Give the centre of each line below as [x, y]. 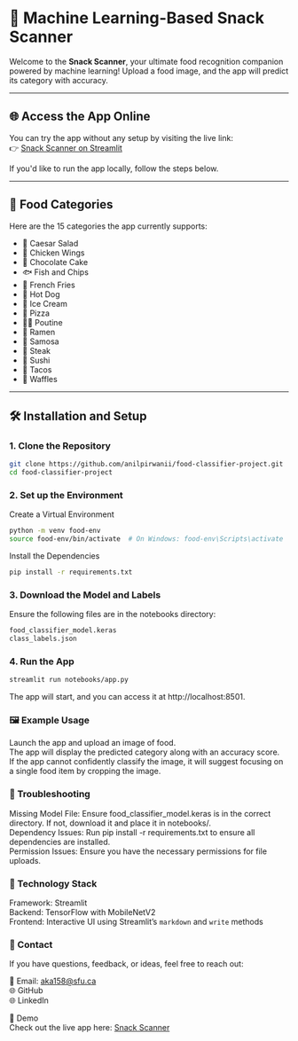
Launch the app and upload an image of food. [93, 743]
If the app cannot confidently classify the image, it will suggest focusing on [146, 762]
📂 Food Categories [61, 204]
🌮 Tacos [37, 369]
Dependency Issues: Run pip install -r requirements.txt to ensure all [132, 832]
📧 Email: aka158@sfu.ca [53, 981]
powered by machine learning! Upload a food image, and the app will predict [149, 71]
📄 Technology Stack [53, 883]
